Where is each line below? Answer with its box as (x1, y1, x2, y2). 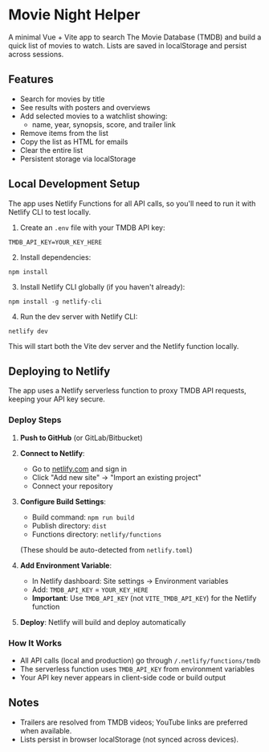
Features (8, 72, 54, 86)
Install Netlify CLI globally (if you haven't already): (19, 281, 185, 291)
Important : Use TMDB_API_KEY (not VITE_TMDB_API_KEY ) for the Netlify (31, 593, 257, 602)
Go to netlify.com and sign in (31, 464, 127, 474)
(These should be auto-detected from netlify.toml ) (19, 544, 193, 554)
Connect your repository (31, 481, 114, 491)
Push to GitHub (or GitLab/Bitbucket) (19, 433, 143, 442)
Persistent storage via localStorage (19, 154, 137, 163)
